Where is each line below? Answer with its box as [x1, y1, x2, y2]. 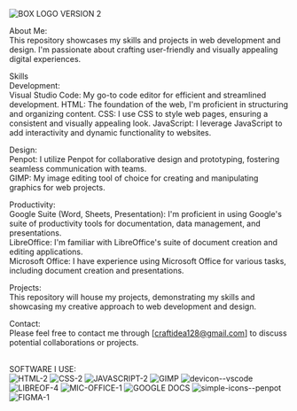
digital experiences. [9, 54, 82, 64]
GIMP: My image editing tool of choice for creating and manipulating [9, 173, 259, 183]
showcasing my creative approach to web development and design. [9, 301, 257, 312]
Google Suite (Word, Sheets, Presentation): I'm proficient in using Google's [9, 209, 282, 219]
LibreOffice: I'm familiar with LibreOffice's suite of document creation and [9, 237, 277, 247]
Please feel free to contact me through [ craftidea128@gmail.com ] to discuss [9, 328, 287, 338]
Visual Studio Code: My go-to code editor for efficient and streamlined [9, 89, 267, 100]
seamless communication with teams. [9, 164, 147, 174]
